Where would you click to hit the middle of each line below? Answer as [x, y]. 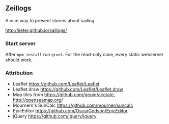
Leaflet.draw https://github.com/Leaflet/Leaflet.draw [68, 89]
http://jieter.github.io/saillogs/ [36, 30]
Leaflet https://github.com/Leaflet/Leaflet [56, 84]
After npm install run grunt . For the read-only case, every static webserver [84, 55]
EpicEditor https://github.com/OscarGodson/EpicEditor [70, 111]
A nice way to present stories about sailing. [50, 20]
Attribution [19, 73]
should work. [19, 60]
